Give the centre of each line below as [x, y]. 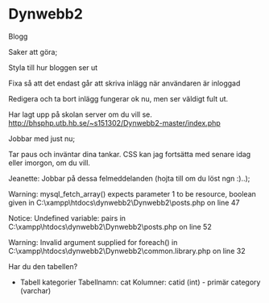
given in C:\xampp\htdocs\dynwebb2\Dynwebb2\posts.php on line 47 [124, 202]
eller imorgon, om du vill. [50, 163]
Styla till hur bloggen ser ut [53, 67]
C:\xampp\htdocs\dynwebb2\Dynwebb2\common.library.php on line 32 [127, 251]
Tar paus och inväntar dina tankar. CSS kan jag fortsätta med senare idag [130, 154]
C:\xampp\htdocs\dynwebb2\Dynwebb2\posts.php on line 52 [110, 226]
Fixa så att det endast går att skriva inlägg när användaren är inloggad [124, 83]
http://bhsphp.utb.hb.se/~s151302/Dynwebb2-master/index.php [115, 122]
